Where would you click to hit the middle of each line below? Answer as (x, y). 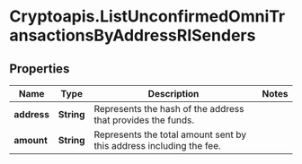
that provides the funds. (144, 120)
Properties (40, 69)
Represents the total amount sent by (170, 134)
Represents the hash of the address (169, 109)
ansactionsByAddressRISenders (133, 35)
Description (173, 94)
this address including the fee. (158, 146)
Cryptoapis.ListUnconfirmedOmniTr (147, 17)
